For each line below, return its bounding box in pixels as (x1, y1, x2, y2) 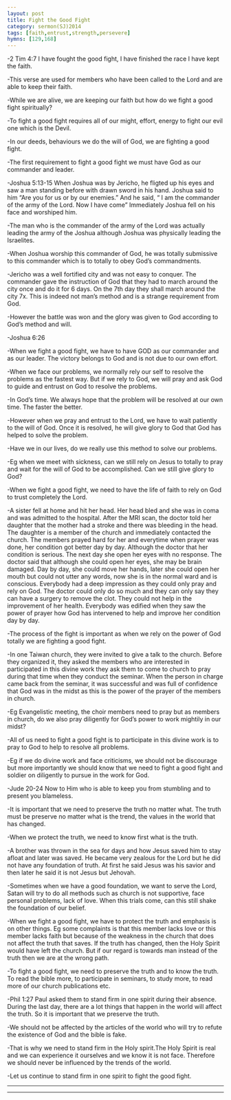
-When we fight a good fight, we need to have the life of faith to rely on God (7, 486, 222, 494)
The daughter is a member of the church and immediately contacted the (7, 528, 211, 537)
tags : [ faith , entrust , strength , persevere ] (7, 29, 131, 37)
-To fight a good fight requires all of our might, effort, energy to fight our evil (7, 117, 223, 125)
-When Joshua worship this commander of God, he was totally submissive (7, 250, 218, 258)
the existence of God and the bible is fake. (7, 1030, 127, 1039)
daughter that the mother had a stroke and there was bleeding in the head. (7, 521, 218, 530)
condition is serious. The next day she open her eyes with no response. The (7, 550, 222, 559)
